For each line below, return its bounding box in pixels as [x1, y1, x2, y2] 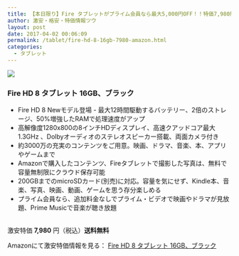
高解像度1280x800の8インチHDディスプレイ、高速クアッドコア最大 [17, 124, 216, 132]
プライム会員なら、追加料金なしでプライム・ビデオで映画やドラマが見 [17, 195, 223, 203]
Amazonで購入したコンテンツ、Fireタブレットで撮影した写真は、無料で [17, 159, 228, 168]
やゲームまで [17, 150, 55, 159]
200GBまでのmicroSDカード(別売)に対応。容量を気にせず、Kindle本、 [17, 177, 223, 186]
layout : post [7, 23, 46, 31]
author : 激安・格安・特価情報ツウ [7, 17, 97, 24]
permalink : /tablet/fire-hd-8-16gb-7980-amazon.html [7, 37, 167, 44]
